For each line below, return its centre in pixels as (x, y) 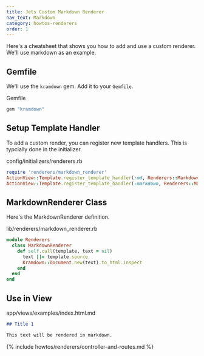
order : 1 (17, 29)
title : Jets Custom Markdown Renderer (55, 12)
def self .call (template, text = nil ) (65, 251)
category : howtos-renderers (42, 23)
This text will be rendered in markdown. (59, 335)
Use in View (29, 298)
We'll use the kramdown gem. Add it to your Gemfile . (70, 86)
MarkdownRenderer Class (57, 202)
